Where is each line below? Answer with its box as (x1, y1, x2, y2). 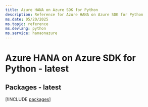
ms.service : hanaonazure (5, 31, 58, 36)
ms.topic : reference (5, 21, 49, 27)
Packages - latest (5, 83, 62, 91)
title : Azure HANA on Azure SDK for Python (5, 7, 98, 13)
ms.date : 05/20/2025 (5, 17, 49, 22)
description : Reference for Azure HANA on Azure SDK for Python (5, 12, 143, 17)
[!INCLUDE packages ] (5, 96, 51, 102)
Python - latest (5, 63, 69, 74)
